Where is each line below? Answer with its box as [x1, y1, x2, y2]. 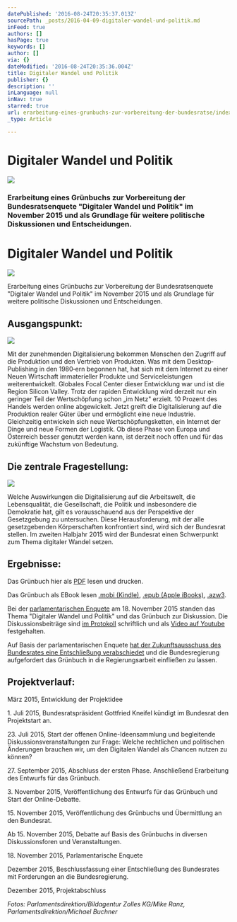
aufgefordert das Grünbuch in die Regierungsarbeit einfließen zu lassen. [7, 655, 217, 664]
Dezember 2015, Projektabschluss [7, 886, 107, 894]
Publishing [7, 365, 38, 374]
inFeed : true [7, 23, 46, 30]
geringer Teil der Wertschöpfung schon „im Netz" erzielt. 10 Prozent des [7, 395, 217, 403]
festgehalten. [7, 627, 46, 635]
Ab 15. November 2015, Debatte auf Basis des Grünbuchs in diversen [7, 829, 207, 839]
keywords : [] [7, 43, 46, 50]
